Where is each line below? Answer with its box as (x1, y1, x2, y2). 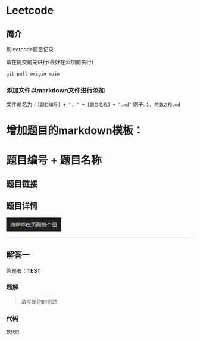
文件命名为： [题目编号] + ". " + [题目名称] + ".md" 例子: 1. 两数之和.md (6, 101, 180, 108)
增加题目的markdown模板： (6, 124, 144, 138)
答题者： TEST (6, 267, 41, 274)
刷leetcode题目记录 (6, 46, 54, 52)
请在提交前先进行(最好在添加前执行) (6, 58, 94, 65)
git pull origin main (6, 71, 60, 77)
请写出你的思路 (20, 298, 58, 305)
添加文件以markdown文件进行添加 (6, 86, 105, 94)
